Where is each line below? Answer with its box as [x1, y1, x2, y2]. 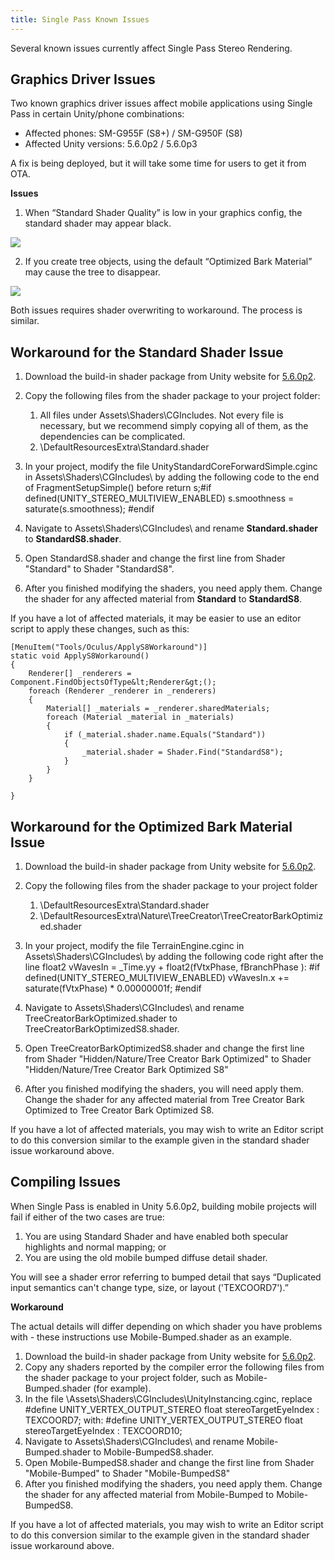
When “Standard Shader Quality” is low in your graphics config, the [24, 207, 303, 219]
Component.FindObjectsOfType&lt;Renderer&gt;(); [10, 677, 217, 688]
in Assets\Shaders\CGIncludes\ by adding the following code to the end [24, 471, 320, 483]
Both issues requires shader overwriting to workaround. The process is [10, 304, 303, 316]
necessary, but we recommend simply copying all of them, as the [39, 420, 309, 432]
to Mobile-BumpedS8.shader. [93, 1446, 215, 1458]
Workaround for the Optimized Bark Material [10, 818, 293, 835]
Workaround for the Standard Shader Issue [10, 344, 284, 361]
